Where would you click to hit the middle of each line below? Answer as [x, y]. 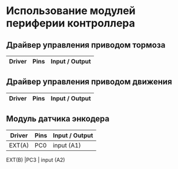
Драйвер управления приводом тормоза [86, 45]
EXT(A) [19, 145]
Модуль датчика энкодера [58, 119]
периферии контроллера [70, 23]
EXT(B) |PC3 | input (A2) [36, 160]
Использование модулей [71, 11]
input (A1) [67, 145]
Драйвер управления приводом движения [89, 82]
